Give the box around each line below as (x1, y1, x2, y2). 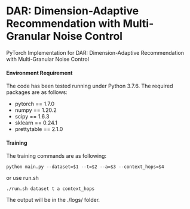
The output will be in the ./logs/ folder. (6, 196, 100, 204)
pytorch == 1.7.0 (14, 100, 55, 108)
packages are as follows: (6, 89, 68, 96)
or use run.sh (6, 174, 39, 182)
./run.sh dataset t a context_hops (6, 186, 95, 192)
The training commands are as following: (6, 152, 106, 160)
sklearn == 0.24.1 (14, 119, 58, 126)
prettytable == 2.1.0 (14, 126, 63, 133)
